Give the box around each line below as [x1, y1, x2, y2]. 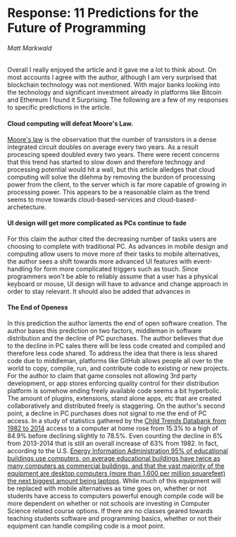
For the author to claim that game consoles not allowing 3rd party [7, 372, 197, 379]
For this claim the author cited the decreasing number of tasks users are [7, 235, 217, 243]
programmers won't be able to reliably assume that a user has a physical [7, 272, 218, 281]
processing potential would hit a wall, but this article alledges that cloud [7, 165, 216, 174]
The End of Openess [7, 303, 68, 312]
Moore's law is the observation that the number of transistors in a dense [7, 135, 217, 143]
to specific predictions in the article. [7, 103, 111, 112]
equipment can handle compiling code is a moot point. [7, 521, 166, 530]
